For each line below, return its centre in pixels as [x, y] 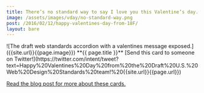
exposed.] [181, 46]
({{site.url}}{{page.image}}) [41, 53]
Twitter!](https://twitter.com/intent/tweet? [66, 59]
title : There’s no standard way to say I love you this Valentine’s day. [103, 12]
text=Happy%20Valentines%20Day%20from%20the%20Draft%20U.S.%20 [102, 66]
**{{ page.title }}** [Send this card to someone [135, 53]
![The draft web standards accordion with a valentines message [87, 46]
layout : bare [23, 29]
